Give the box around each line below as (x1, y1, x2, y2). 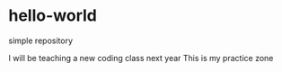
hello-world (8, 5, 98, 26)
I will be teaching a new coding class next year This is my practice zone (8, 52, 274, 63)
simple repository (8, 35, 74, 46)
